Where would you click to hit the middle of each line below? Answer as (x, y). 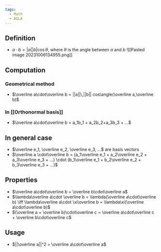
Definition (20, 38)
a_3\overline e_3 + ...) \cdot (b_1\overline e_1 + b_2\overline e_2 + (77, 160)
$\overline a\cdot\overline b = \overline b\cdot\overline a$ (70, 192)
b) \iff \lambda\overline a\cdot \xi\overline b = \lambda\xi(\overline (78, 202)
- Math (16, 14)
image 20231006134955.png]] (42, 55)
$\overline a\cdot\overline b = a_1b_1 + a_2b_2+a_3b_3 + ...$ (72, 123)
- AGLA (16, 18)
